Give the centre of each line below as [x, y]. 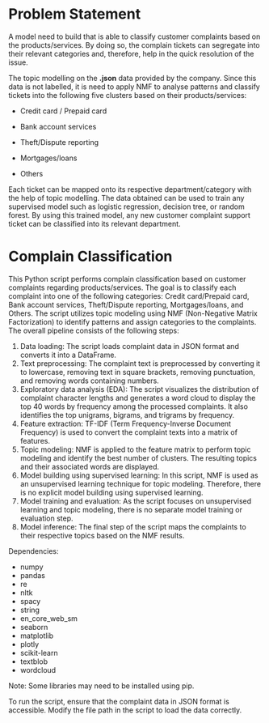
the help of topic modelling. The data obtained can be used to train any [126, 198]
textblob [34, 661]
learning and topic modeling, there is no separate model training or [131, 509]
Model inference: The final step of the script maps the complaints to [133, 526]
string [30, 610]
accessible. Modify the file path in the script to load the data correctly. [125, 710]
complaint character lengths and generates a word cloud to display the [138, 398]
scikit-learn [39, 653]
